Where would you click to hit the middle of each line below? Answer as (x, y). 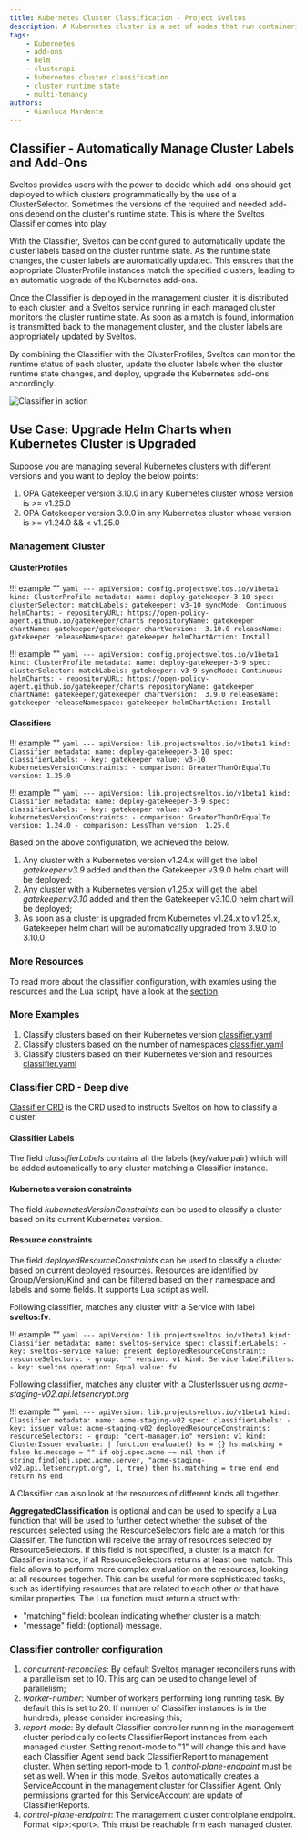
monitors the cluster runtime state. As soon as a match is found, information (152, 317)
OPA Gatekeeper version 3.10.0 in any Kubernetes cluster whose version (158, 493)
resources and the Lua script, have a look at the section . (115, 991)
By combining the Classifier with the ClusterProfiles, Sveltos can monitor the (153, 354)
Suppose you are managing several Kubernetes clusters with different (140, 466)
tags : (20, 35)
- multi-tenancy (57, 94)
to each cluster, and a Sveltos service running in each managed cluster (143, 308)
